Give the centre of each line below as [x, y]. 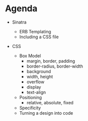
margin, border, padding [51, 61]
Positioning [31, 97]
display [34, 87]
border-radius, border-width [55, 66]
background [39, 71]
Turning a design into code [46, 113]
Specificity [30, 108]
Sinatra [19, 22]
